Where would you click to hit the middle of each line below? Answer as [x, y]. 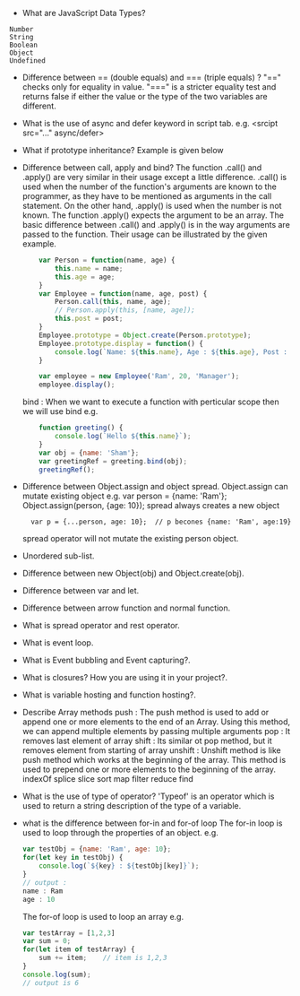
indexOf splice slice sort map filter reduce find [108, 779]
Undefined [28, 61]
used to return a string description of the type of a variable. [132, 806]
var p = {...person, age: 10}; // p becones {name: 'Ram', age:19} [161, 522]
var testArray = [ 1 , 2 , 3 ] [69, 933]
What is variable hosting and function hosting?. [109, 695]
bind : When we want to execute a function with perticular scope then [150, 402]
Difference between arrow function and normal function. [126, 608]
